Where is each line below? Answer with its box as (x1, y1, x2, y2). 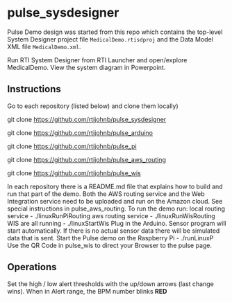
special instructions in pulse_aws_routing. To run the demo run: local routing (7, 204, 226, 213)
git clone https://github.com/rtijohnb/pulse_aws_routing (7, 155, 167, 163)
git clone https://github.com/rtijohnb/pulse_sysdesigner (7, 115, 167, 123)
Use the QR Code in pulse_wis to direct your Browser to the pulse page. (7, 241, 213, 249)
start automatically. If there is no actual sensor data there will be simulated (7, 226, 220, 235)
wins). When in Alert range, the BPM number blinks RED (7, 287, 167, 295)
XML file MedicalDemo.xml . (7, 42, 81, 51)
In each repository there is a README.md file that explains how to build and (7, 182, 224, 190)
